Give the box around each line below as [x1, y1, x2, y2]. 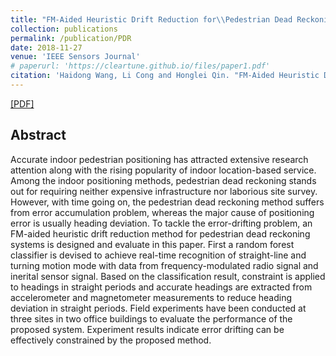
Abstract [10, 127, 67, 144]
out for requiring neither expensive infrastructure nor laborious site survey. [10, 185, 318, 197]
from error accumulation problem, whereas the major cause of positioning [10, 206, 315, 218]
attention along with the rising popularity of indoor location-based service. [10, 164, 317, 176]
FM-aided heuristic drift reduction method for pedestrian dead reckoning [10, 227, 311, 240]
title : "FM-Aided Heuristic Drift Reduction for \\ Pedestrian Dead [10, 14, 293, 25]
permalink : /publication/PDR [10, 33, 132, 43]
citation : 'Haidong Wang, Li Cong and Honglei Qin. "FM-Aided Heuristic [10, 71, 320, 81]
